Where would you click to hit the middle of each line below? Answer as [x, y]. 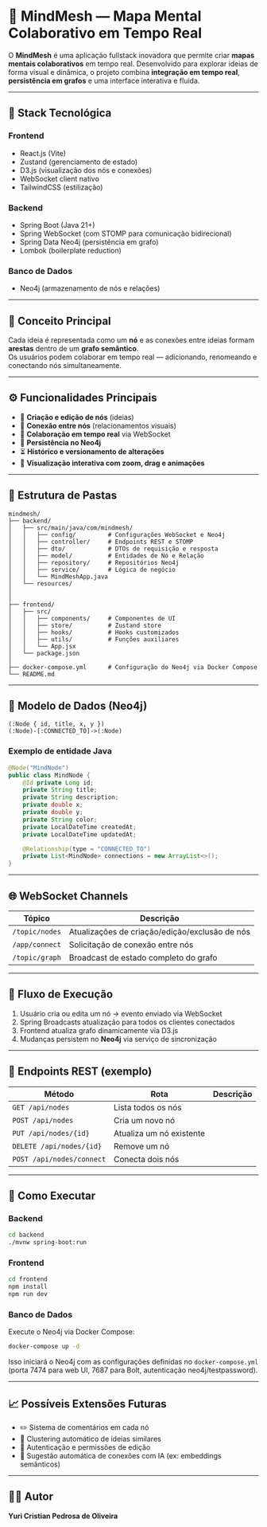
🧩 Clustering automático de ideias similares [90, 1439]
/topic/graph [37, 957]
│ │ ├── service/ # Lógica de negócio [92, 570]
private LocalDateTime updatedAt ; [79, 834]
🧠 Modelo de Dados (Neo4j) [78, 706]
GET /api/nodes [41, 1107]
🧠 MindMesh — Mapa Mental [105, 16]
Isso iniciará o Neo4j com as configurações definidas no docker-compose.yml [133, 1362]
